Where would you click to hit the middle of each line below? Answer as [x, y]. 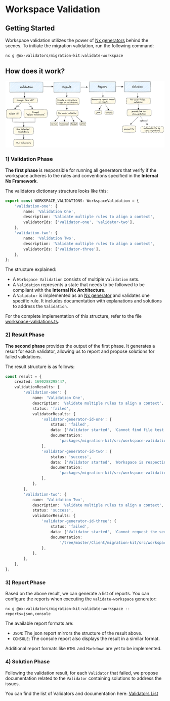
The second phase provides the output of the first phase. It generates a [80, 346]
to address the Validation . [40, 307]
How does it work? [35, 71]
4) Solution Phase [28, 662]
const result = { [24, 376]
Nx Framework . [22, 181]
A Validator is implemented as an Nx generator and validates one [81, 295]
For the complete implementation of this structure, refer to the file [73, 316]
